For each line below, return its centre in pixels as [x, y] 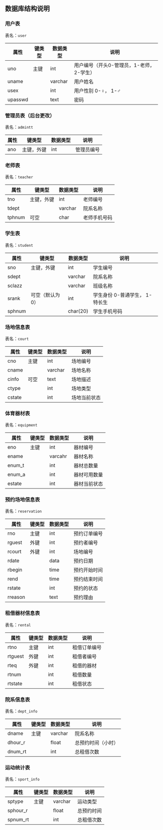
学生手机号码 [108, 311]
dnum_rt [17, 752]
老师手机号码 [98, 218]
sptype [15, 801]
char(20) [78, 311]
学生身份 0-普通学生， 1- [122, 295]
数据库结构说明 [27, 9]
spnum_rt [18, 820]
